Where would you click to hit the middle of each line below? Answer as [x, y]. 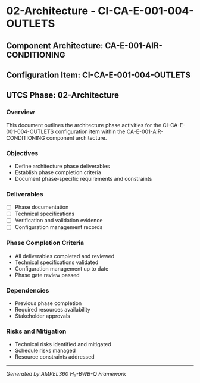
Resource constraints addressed [54, 357]
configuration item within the [90, 131]
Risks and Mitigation [36, 331]
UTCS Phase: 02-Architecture [63, 95]
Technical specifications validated [57, 262]
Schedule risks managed [45, 351]
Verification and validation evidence [59, 221]
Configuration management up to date [62, 268]
